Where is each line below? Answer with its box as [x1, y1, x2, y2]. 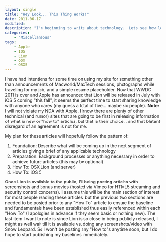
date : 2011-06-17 [5, 16, 41, 21]
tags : [5, 40, 16, 45]
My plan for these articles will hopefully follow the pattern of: [5, 133, 129, 139]
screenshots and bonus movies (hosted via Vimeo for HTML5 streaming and [5, 184, 161, 190]
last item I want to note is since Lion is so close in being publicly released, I [5, 216, 158, 222]
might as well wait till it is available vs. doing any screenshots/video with [5, 221, 152, 227]
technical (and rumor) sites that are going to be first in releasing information [5, 113, 160, 119]
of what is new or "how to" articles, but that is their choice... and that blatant [5, 119, 161, 124]
